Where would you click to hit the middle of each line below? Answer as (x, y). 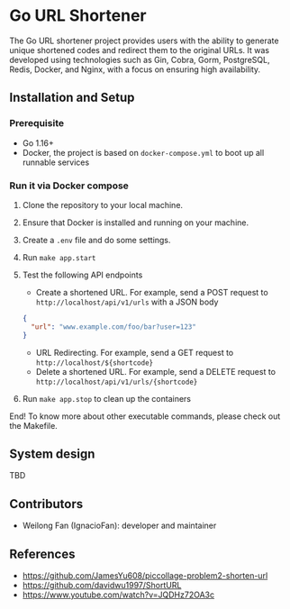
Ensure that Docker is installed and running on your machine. (136, 223)
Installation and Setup (72, 98)
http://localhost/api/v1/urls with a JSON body (127, 302)
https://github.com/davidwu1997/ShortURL (102, 585)
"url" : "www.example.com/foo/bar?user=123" (113, 327)
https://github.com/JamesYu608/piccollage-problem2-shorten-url (145, 575)
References (42, 554)
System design (52, 454)
